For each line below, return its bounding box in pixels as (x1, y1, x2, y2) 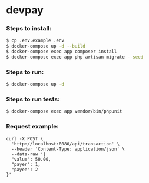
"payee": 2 (11, 167, 38, 172)
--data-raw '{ (11, 151, 46, 157)
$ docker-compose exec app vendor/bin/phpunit (6, 109, 122, 114)
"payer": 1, (11, 161, 41, 167)
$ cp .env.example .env (6, 38, 65, 44)
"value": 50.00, (11, 156, 51, 162)
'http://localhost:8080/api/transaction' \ (11, 141, 120, 147)
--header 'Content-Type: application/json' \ (11, 146, 125, 152)
